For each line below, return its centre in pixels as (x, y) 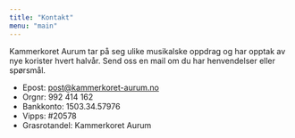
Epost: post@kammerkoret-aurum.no (90, 87)
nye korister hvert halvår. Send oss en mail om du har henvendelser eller (142, 61)
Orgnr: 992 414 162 (58, 97)
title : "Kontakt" (42, 17)
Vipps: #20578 (50, 116)
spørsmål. (28, 70)
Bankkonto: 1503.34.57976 (71, 106)
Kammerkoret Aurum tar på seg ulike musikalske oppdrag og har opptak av (147, 51)
